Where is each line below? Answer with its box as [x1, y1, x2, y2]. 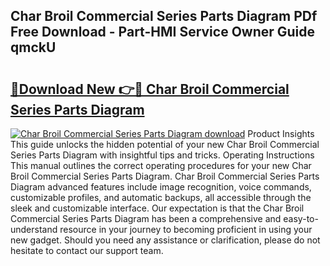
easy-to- [283, 213, 319, 224]
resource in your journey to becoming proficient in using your [59, 224, 313, 235]
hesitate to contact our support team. [10, 245, 164, 256]
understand [10, 224, 58, 235]
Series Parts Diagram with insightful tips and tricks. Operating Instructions [10, 149, 315, 161]
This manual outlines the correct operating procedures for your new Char [10, 160, 312, 171]
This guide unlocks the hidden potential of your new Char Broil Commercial [10, 139, 320, 150]
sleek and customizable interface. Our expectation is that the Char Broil [10, 202, 305, 214]
